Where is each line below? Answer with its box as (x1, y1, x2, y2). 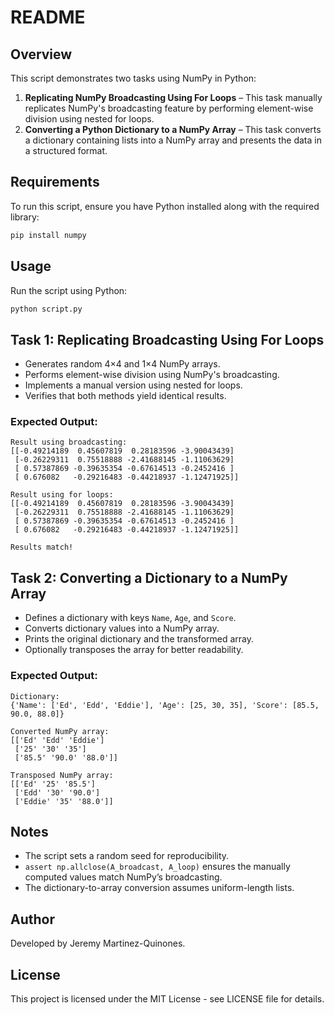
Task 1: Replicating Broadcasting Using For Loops (10, 331, 325, 348)
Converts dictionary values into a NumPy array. (24, 622, 220, 635)
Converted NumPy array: (10, 726, 110, 736)
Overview (10, 46, 73, 63)
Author (10, 911, 55, 928)
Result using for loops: (10, 490, 114, 500)
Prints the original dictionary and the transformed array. (24, 633, 255, 645)
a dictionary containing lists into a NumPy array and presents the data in (24, 134, 322, 146)
